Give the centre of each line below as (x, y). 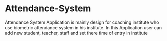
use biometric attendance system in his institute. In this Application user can (84, 27)
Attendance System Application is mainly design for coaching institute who (82, 22)
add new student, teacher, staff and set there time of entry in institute (77, 33)
